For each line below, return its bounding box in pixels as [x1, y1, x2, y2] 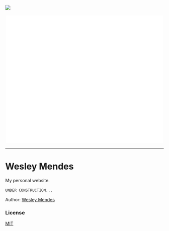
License [5, 209, 25, 216]
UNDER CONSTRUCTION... [5, 188, 53, 193]
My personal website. [5, 178, 50, 184]
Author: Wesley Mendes [5, 197, 55, 203]
